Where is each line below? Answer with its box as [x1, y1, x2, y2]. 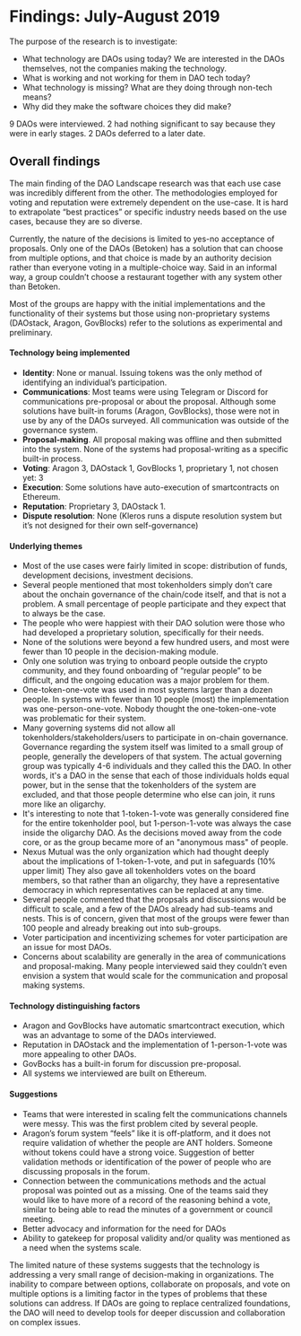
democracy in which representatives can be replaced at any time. [21, 885, 264, 895]
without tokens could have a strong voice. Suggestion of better [21, 1147, 255, 1157]
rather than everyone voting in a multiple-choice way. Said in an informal [9, 262, 278, 273]
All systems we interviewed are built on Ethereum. [21, 1068, 208, 1078]
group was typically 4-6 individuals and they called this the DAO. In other [21, 761, 292, 772]
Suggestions [9, 1088, 58, 1099]
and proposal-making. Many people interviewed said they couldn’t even [21, 961, 288, 972]
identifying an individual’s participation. [21, 377, 168, 388]
